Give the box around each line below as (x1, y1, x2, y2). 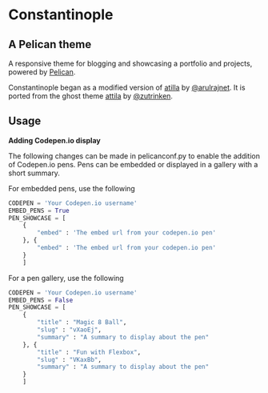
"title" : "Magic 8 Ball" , (37, 319, 127, 327)
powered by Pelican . (8, 67, 76, 77)
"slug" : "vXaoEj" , (37, 326, 102, 334)
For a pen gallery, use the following (8, 273, 124, 283)
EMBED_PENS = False (8, 296, 74, 304)
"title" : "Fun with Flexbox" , (37, 348, 142, 356)
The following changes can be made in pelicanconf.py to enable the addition (8, 150, 261, 161)
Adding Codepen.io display (8, 135, 102, 145)
